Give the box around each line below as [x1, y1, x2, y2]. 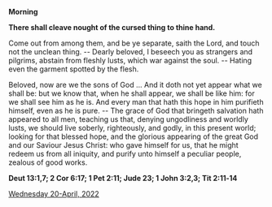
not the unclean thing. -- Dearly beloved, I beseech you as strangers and [8, 47, 253, 56]
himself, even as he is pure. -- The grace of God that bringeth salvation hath [8, 106, 264, 115]
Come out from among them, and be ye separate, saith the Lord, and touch [8, 38, 260, 48]
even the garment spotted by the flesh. [8, 64, 139, 74]
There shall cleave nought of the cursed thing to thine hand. [8, 23, 216, 32]
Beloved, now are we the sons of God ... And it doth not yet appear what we [8, 80, 262, 89]
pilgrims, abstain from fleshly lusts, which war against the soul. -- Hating [8, 56, 252, 65]
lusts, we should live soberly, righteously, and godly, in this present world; [8, 123, 257, 132]
